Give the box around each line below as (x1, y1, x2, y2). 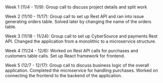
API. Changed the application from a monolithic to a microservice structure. (5, 38, 157, 44)
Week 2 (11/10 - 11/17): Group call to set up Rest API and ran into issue (5, 14, 145, 19)
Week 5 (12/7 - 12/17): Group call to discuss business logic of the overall (5, 63, 149, 68)
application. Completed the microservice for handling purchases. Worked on (5, 67, 158, 73)
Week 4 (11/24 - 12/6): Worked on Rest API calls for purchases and (5, 48, 139, 53)
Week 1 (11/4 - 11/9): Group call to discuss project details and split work (5, 4, 147, 10)
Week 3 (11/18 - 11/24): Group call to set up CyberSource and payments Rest (5, 33, 158, 39)
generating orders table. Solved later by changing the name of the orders (5, 19, 152, 24)
